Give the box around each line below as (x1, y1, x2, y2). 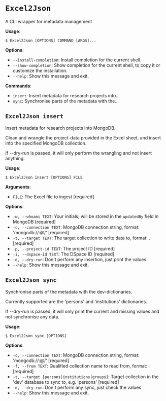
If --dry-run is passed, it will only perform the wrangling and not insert (5, 150, 152, 156)
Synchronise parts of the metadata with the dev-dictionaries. (5, 288, 132, 295)
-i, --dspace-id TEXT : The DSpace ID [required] (12, 251, 115, 257)
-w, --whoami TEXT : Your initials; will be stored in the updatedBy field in (12, 213, 159, 219)
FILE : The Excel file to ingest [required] (12, 194, 94, 200)
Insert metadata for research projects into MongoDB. (5, 125, 116, 131)
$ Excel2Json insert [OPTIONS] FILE (5, 175, 83, 180)
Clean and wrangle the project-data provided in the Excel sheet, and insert (5, 134, 161, 140)
